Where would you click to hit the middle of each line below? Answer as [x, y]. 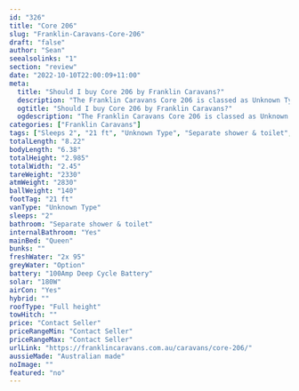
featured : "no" [37, 373]
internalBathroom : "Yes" [55, 232]
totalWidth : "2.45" [45, 166]
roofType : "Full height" [55, 307]
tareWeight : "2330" [45, 174]
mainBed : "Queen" [41, 241]
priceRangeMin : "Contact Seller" [71, 331]
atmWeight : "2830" [43, 183]
